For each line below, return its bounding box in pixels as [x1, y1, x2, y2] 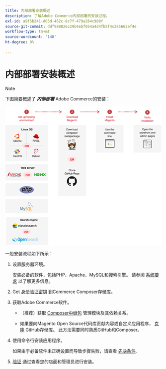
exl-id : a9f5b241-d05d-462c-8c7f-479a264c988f [5, 18, 103, 23]
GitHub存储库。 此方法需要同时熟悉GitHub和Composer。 [25, 327, 142, 333]
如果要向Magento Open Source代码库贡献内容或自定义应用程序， [19, 320, 154, 327]
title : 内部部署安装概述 [5, 8, 51, 13]
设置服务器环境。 [12, 261, 48, 267]
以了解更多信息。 [18, 278, 53, 284]
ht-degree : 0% [5, 40, 35, 45]
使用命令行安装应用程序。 [12, 337, 65, 343]
